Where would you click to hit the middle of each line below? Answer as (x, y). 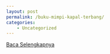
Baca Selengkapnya (30, 45)
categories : (21, 22)
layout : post (22, 11)
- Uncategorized (37, 28)
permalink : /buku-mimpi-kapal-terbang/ (55, 17)
